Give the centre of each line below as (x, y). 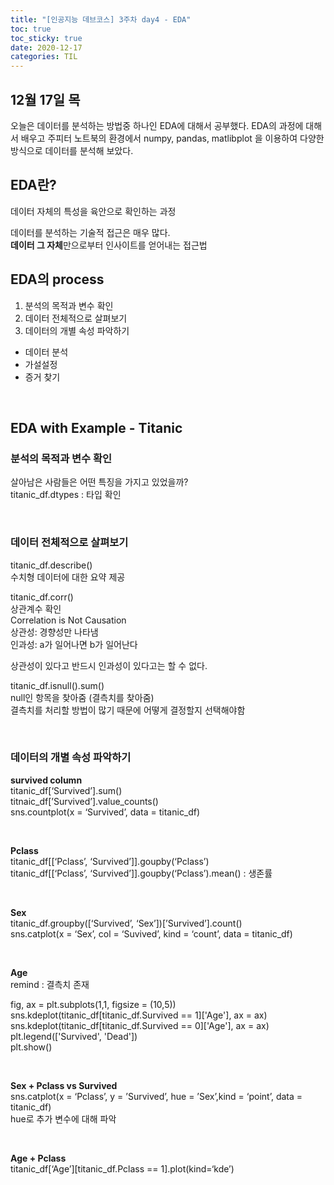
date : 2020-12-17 (46, 47)
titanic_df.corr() (42, 597)
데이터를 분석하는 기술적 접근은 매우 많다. (90, 232)
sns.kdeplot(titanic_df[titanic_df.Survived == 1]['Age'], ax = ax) (139, 1015)
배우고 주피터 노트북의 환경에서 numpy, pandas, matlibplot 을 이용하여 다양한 (172, 138)
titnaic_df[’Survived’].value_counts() (84, 801)
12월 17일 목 (45, 99)
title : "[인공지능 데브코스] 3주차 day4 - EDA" (101, 19)
